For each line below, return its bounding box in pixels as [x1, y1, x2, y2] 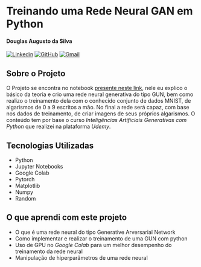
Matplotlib [14, 182, 40, 190]
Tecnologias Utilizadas [6, 140, 94, 150]
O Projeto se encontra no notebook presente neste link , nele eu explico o [6, 85, 188, 92]
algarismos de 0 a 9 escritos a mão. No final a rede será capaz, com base [6, 104, 190, 111]
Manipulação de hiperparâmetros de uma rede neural [14, 254, 148, 261]
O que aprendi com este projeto [6, 213, 127, 223]
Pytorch [14, 176, 35, 183]
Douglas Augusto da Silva [6, 37, 72, 45]
